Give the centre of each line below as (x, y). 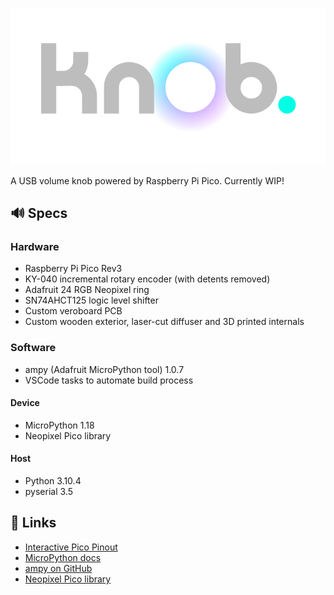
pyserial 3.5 (48, 492)
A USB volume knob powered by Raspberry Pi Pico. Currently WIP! (147, 180)
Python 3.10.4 (53, 481)
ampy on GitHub (58, 568)
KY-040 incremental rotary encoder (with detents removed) (147, 279)
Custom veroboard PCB (73, 311)
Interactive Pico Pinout (71, 547)
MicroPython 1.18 (59, 425)
